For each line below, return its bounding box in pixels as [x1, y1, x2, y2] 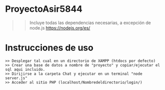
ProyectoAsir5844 [5, 3, 83, 15]
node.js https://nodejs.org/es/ [29, 25, 90, 30]
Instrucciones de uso [5, 42, 94, 54]
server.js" [5, 75, 28, 81]
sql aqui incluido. [5, 67, 45, 72]
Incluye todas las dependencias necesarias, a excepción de [29, 20, 151, 26]
